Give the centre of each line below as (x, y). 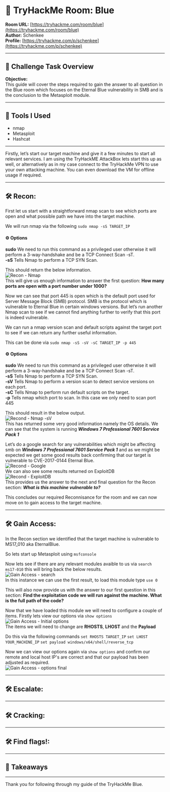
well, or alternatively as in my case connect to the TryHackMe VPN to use (82, 164)
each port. (16, 387)
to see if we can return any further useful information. (61, 332)
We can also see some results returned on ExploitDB (60, 471)
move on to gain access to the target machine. (54, 502)
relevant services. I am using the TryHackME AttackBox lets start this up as (83, 159)
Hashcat (21, 139)
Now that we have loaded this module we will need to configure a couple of (84, 610)
